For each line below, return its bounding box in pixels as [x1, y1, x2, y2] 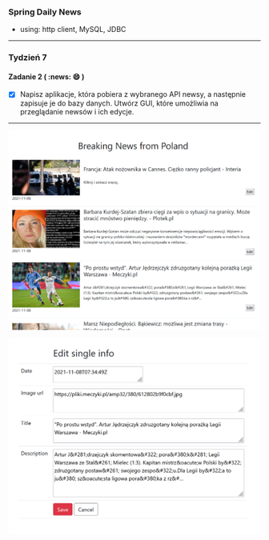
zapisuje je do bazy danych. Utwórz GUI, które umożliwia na [19, 98, 219, 108]
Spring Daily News [8, 6, 82, 18]
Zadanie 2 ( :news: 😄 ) [8, 71, 85, 82]
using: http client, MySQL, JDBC [19, 25, 126, 34]
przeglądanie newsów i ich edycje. [19, 107, 134, 117]
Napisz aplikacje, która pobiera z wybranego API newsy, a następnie [19, 90, 247, 99]
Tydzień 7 [8, 52, 47, 63]
